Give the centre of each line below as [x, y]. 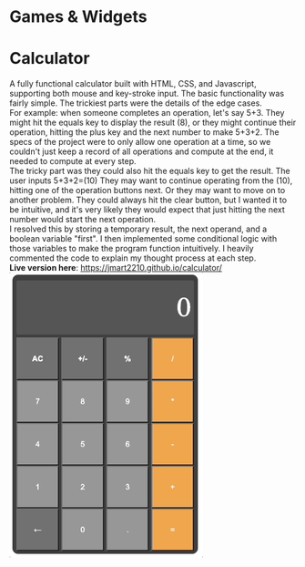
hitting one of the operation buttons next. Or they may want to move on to [147, 191]
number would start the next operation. [83, 220]
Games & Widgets [78, 17]
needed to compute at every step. [73, 161]
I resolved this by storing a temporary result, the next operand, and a [138, 229]
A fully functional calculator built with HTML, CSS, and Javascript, [133, 84]
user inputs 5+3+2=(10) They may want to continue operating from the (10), [151, 180]
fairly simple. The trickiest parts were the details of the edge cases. [136, 103]
